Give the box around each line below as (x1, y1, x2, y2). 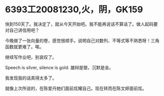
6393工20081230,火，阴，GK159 (5, 4, 143, 15)
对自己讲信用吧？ (5, 27, 40, 33)
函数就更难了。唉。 (5, 44, 44, 49)
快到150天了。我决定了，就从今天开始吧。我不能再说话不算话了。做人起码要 (5, 21, 158, 27)
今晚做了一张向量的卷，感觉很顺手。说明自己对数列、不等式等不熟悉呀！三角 (5, 37, 160, 44)
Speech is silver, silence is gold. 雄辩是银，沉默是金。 (5, 64, 114, 71)
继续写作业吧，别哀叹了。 (5, 54, 57, 60)
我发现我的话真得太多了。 (5, 75, 57, 81)
